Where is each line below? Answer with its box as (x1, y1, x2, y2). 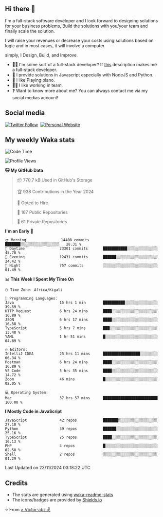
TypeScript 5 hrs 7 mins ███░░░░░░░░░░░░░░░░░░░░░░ (5, 326, 158, 331)
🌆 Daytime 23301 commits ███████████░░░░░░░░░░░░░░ (5, 246, 158, 251)
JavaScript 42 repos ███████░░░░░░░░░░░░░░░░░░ (5, 418, 158, 423)
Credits (5, 479, 28, 487)
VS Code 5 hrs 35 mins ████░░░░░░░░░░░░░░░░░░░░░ (5, 368, 158, 374)
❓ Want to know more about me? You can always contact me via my (12, 88, 148, 93)
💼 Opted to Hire (17, 200, 49, 206)
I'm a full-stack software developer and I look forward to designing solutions (5, 18, 158, 23)
